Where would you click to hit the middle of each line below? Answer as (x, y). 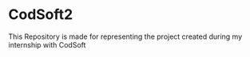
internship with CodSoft (47, 44)
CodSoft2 (41, 15)
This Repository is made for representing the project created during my (125, 36)
